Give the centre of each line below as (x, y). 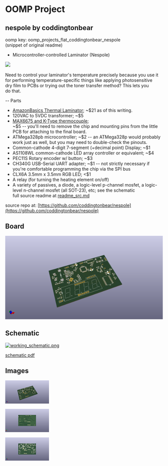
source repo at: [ (22, 205)
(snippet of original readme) (34, 45)
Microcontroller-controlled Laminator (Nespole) (61, 55)
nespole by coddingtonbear (49, 28)
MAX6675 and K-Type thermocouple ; (50, 121)
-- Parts (13, 101)
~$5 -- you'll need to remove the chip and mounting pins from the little (85, 126)
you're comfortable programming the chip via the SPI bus (71, 169)
